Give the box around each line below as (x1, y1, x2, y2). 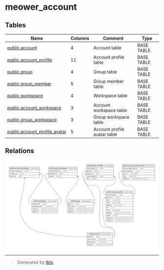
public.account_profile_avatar (7, 129, 67, 134)
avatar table (93, 131, 118, 137)
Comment (103, 35, 123, 41)
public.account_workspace (7, 104, 61, 111)
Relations (5, 147, 35, 155)
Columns (70, 35, 89, 41)
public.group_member (7, 81, 52, 86)
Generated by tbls (17, 259, 54, 265)
